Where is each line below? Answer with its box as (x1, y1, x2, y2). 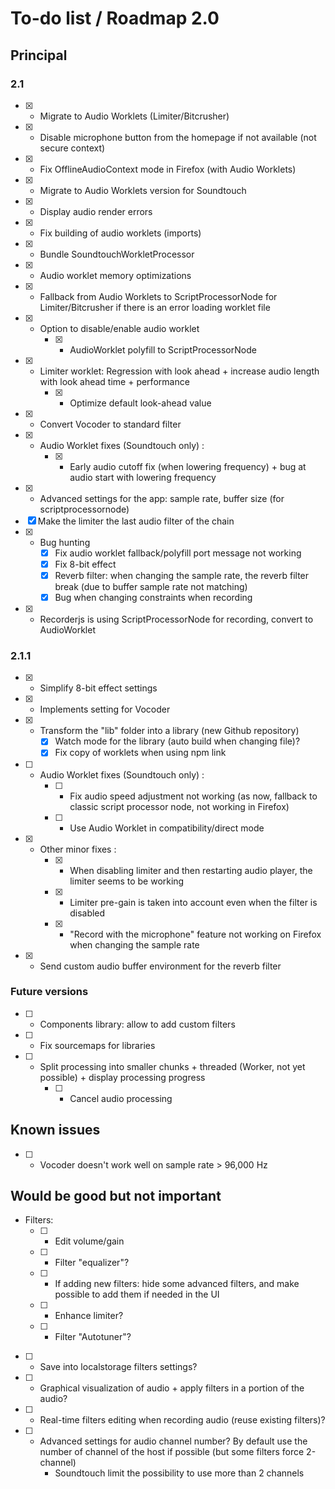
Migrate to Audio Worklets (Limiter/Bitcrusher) (39, 110, 230, 122)
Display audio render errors (39, 205, 153, 217)
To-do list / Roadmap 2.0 (10, 7, 220, 30)
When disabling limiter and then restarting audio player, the (69, 864, 313, 876)
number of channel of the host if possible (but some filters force (39, 1446, 305, 1458)
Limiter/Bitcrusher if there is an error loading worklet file (39, 301, 271, 313)
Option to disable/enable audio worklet (39, 322, 200, 334)
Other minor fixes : (39, 843, 117, 855)
